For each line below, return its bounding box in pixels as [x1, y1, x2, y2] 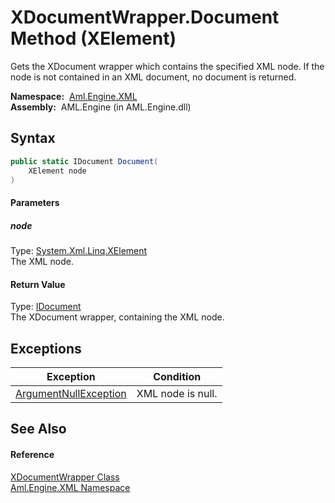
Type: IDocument [10, 301, 82, 313]
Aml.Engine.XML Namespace [10, 481, 131, 493]
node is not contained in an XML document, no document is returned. [10, 71, 297, 83]
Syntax [10, 130, 56, 147]
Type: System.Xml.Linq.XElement [10, 244, 148, 256]
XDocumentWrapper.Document [10, 6, 280, 29]
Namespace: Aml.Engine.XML [10, 90, 138, 102]
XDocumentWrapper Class [10, 471, 120, 483]
